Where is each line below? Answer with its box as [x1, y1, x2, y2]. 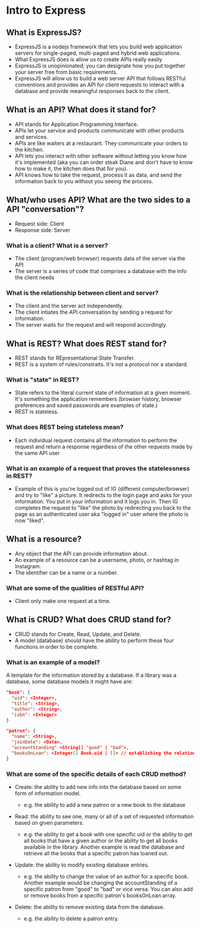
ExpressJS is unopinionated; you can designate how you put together [14, 62, 186, 69]
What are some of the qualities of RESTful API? [6, 584, 145, 592]
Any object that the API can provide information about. [14, 550, 149, 557]
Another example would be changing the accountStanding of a [23, 879, 177, 886]
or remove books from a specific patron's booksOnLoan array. [23, 892, 177, 899]
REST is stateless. [14, 408, 59, 415]
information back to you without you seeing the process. [14, 177, 154, 185]
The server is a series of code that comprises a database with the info [14, 267, 187, 274]
